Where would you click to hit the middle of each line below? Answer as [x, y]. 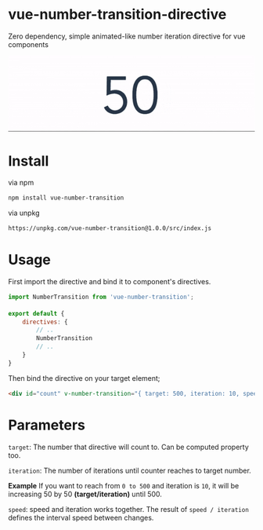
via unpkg [24, 213]
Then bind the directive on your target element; [84, 378]
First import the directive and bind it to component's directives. [110, 281]
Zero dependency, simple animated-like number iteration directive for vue [127, 36]
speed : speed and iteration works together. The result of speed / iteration [128, 509]
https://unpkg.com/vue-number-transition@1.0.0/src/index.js [110, 228]
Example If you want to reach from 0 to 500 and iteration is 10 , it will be [124, 485]
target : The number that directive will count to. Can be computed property [128, 447]
